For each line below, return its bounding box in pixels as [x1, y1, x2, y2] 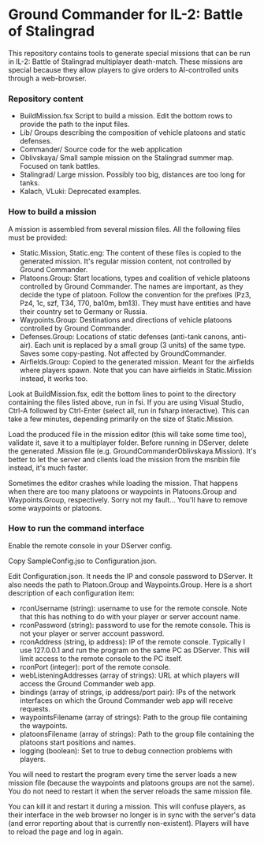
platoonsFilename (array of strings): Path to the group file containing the [19, 729, 255, 738]
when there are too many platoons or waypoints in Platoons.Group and [8, 487, 237, 496]
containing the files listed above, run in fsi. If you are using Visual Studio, [8, 397, 244, 407]
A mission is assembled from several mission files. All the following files [8, 224, 241, 233]
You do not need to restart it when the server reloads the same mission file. [8, 786, 253, 796]
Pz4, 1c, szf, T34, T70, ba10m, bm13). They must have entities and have [19, 298, 251, 308]
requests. [19, 704, 51, 713]
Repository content [8, 93, 84, 104]
